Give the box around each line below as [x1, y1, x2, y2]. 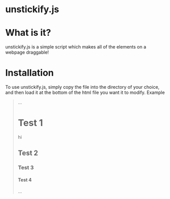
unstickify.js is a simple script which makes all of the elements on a [5, 44, 147, 50]
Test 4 [17, 177, 32, 183]
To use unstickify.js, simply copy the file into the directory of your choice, [5, 84, 160, 90]
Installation [5, 67, 54, 79]
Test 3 [17, 164, 34, 171]
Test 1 [17, 117, 43, 129]
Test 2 [17, 149, 38, 158]
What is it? [5, 27, 52, 39]
